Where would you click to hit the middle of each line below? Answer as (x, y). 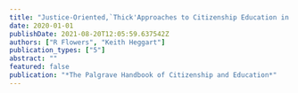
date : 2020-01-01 (41, 26)
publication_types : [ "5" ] (57, 50)
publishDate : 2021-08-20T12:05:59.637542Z (89, 34)
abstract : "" (33, 58)
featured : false (39, 67)
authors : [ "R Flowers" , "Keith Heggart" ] (87, 42)
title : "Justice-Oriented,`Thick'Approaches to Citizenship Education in (149, 17)
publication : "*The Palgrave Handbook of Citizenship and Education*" (143, 75)
